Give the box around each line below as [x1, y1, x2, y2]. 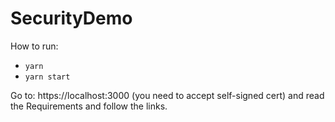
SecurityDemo [10, 7, 133, 30]
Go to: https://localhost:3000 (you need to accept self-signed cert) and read [10, 89, 325, 101]
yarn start [24, 72, 71, 82]
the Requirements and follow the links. [10, 100, 168, 112]
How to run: [10, 40, 59, 52]
